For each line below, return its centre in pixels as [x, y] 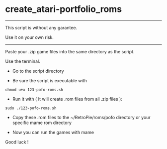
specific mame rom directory [42, 123]
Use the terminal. [23, 61]
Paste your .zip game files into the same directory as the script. [70, 51]
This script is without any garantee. [41, 27]
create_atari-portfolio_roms [64, 9]
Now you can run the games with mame [53, 132]
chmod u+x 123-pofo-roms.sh [34, 90]
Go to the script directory [38, 71]
